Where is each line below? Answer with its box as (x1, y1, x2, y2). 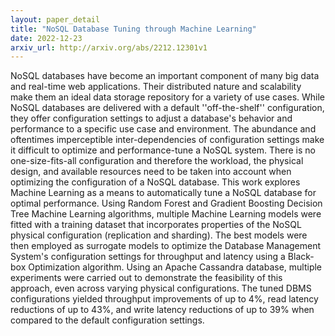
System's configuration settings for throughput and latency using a (10, 251, 286, 263)
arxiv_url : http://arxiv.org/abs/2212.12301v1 (10, 42, 208, 53)
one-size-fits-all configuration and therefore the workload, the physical (10, 155, 304, 167)
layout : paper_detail (10, 14, 101, 25)
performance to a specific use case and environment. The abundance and (10, 123, 317, 135)
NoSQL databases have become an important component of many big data (10, 70, 320, 82)
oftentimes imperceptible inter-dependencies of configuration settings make (10, 134, 325, 146)
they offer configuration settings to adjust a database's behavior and (10, 112, 293, 125)
